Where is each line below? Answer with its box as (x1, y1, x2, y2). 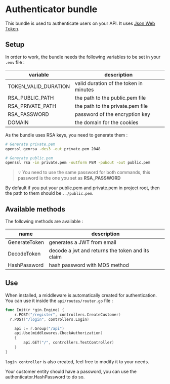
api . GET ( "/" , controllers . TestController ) (23, 340, 114, 345)
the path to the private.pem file (74, 102, 148, 109)
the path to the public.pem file (74, 94, 146, 101)
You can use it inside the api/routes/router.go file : (5, 297, 113, 304)
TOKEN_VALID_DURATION (8, 82, 70, 90)
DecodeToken (8, 250, 41, 258)
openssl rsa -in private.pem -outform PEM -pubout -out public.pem (5, 160, 151, 165)
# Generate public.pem (5, 155, 53, 160)
